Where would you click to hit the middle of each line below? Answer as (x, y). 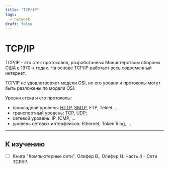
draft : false (19, 24)
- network (20, 19)
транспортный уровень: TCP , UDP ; (50, 113)
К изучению (25, 144)
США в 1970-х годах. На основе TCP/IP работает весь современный (78, 68)
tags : (11, 15)
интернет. (16, 73)
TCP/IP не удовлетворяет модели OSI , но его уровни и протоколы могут (83, 83)
